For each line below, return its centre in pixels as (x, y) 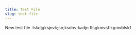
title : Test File (23, 9)
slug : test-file (21, 14)
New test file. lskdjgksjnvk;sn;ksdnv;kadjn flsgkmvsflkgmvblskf (68, 27)
